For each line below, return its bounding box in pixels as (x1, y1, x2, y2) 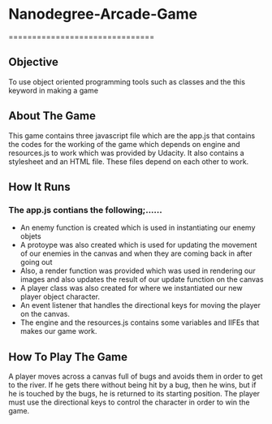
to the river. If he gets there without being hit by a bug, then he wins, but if (8, 380, 257, 390)
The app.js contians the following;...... (8, 204, 162, 215)
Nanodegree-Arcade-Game (8, 5, 198, 24)
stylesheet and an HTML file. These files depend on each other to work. (8, 156, 249, 167)
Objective (8, 55, 59, 69)
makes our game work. (19, 327, 97, 336)
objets (19, 231, 42, 241)
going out (19, 257, 53, 267)
